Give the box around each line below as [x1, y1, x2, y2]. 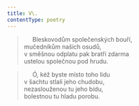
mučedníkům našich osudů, [23, 42, 102, 51]
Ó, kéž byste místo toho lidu [32, 70, 110, 79]
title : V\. [7, 10, 38, 17]
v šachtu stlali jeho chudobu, [23, 77, 105, 85]
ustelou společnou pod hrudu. [23, 57, 109, 65]
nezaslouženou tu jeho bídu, [23, 85, 104, 93]
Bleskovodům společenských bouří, [32, 35, 133, 43]
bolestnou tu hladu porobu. [23, 92, 100, 100]
